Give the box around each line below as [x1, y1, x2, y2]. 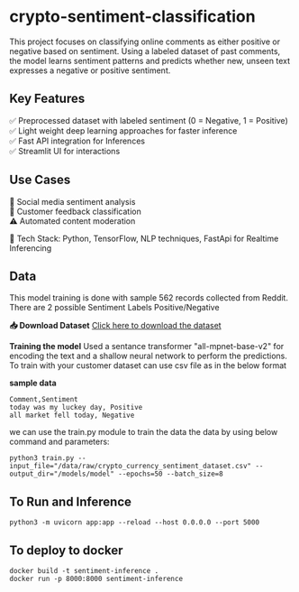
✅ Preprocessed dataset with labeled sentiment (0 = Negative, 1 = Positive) [9, 115, 288, 125]
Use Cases [9, 172, 71, 188]
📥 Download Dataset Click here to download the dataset [9, 320, 222, 331]
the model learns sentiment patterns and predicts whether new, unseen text [9, 55, 291, 66]
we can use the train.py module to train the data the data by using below [9, 427, 278, 438]
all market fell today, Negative [9, 411, 135, 421]
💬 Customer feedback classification [9, 206, 141, 217]
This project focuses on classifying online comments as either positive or [9, 36, 281, 47]
